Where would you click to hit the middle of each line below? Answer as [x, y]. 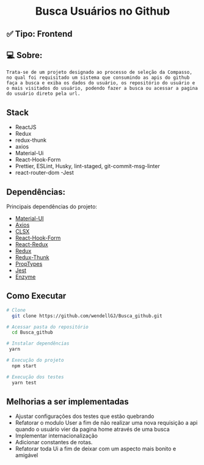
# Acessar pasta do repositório [47, 327]
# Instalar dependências [38, 343]
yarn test [24, 383]
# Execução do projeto [35, 361]
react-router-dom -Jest [45, 173]
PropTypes [29, 264]
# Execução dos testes [35, 377]
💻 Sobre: [24, 55]
